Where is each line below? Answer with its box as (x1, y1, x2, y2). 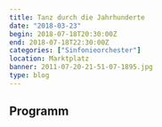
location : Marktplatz (9, 54, 90, 63)
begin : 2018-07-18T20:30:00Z (9, 29, 117, 38)
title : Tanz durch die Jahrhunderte (9, 12, 145, 22)
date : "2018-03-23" (9, 21, 82, 30)
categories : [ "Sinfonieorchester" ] (9, 46, 142, 55)
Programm (9, 104, 69, 119)
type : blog (9, 71, 50, 80)
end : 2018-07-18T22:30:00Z (9, 37, 109, 47)
